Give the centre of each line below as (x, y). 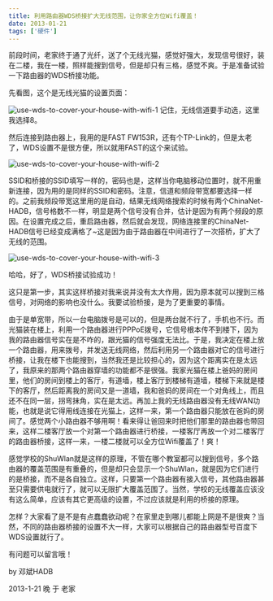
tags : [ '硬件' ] (33, 31)
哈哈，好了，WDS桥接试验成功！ (63, 275)
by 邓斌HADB (31, 572)
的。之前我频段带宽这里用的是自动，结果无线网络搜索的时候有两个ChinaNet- (136, 201)
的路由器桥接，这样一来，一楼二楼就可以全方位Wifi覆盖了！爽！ (115, 442)
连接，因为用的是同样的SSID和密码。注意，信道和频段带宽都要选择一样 (134, 191)
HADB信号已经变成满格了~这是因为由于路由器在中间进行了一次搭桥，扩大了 (135, 232)
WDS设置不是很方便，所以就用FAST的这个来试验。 (107, 148)
